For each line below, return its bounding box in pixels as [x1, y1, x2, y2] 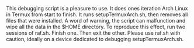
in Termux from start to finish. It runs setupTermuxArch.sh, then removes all [6, 11, 188, 18]
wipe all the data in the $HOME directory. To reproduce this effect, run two [6, 23, 186, 30]
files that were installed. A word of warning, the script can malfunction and [6, 17, 186, 24]
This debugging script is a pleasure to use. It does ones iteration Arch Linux [6, 5, 188, 12]
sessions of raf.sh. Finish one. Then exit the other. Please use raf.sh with [6, 29, 181, 36]
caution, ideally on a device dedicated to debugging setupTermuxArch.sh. [6, 36, 184, 42]
